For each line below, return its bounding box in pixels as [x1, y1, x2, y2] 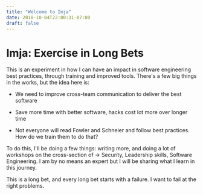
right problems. [6, 182, 44, 190]
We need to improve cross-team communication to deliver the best [14, 91, 182, 98]
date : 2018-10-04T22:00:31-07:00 [6, 14, 91, 21]
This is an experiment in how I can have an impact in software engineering [6, 66, 192, 73]
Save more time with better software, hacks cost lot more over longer [14, 109, 188, 116]
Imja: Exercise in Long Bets [6, 46, 144, 60]
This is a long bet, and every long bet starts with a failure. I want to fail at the [6, 176, 197, 183]
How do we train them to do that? [14, 133, 98, 141]
